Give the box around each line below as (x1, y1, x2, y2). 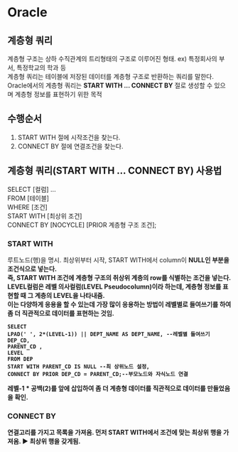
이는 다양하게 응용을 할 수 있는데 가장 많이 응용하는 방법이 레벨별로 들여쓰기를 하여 (7, 300, 232, 308)
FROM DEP (7, 355, 33, 362)
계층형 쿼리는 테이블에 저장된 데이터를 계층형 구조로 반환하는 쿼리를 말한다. (7, 72, 215, 80)
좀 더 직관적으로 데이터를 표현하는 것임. (7, 308, 115, 317)
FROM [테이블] (7, 193, 50, 203)
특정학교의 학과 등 (16, 63, 66, 72)
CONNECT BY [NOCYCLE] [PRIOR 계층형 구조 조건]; (7, 220, 157, 229)
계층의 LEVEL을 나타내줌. (34, 291, 105, 299)
